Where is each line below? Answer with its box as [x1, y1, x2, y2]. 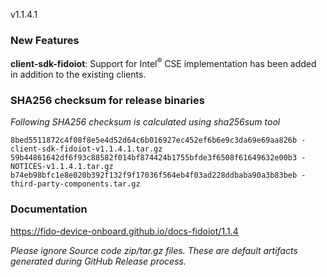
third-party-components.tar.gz [10, 179, 141, 189]
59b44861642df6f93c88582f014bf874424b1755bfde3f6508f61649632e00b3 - [10, 153, 307, 163]
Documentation [10, 202, 88, 216]
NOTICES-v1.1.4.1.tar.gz [10, 162, 114, 172]
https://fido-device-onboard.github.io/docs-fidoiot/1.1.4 [10, 225, 239, 237]
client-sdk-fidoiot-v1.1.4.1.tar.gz [10, 144, 163, 154]
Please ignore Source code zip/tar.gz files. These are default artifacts [10, 244, 298, 256]
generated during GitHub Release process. [10, 255, 187, 267]
